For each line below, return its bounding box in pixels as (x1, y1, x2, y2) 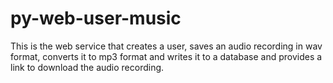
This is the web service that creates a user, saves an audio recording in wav (10, 40, 323, 52)
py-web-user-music (10, 7, 182, 30)
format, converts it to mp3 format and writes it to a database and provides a (10, 50, 323, 62)
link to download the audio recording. (10, 61, 165, 73)
